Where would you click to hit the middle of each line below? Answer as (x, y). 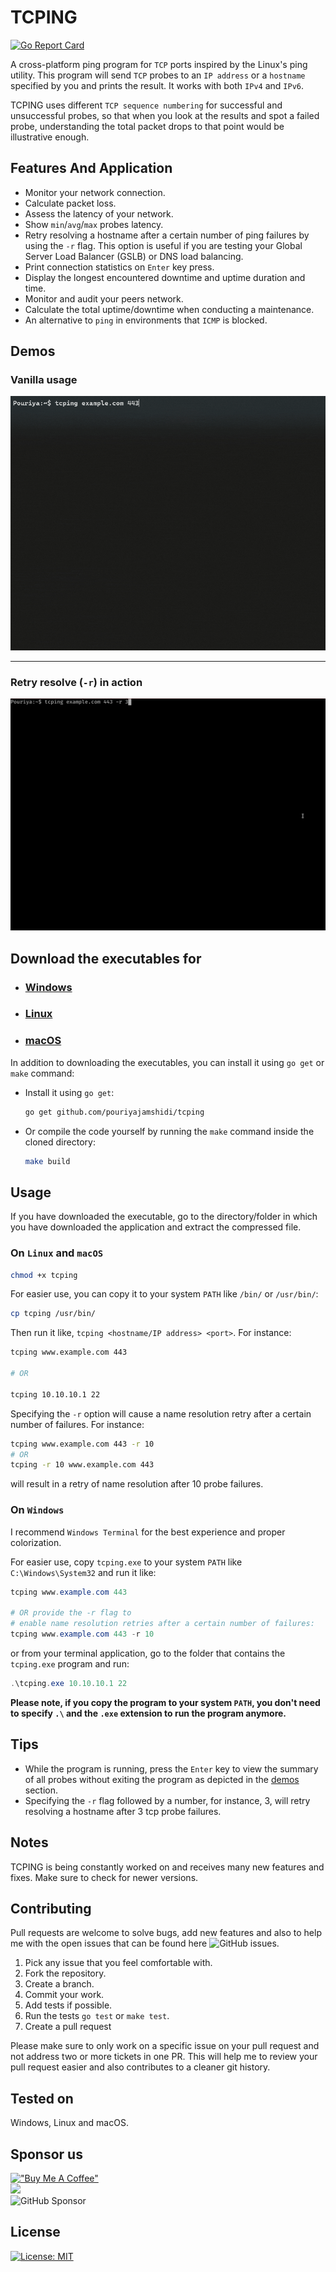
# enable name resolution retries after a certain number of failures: (162, 1624)
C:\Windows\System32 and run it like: (83, 1572)
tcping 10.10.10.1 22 (55, 1394)
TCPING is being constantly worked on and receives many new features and (167, 1867)
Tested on (42, 2098)
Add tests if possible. (68, 2005)
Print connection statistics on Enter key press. (119, 267)
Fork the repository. (65, 1973)
